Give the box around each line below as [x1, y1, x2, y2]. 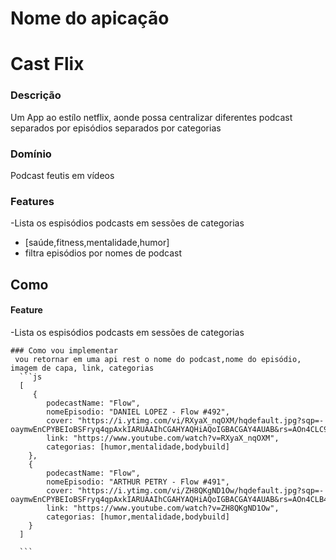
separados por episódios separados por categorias [10, 122, 222, 134]
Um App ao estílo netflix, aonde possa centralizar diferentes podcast [10, 111, 293, 123]
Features [10, 194, 55, 208]
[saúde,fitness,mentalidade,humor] [24, 237, 170, 249]
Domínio [10, 147, 52, 161]
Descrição [10, 88, 62, 102]
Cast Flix [10, 53, 85, 76]
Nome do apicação [10, 7, 170, 30]
